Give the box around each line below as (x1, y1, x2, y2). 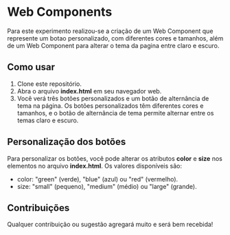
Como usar (7, 61, 56, 73)
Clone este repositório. (16, 80, 82, 88)
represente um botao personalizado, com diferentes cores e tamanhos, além (7, 34, 224, 42)
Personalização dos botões (7, 136, 126, 148)
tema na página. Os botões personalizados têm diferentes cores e (16, 101, 204, 110)
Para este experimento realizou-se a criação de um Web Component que (7, 27, 214, 35)
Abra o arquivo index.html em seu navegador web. (16, 87, 162, 95)
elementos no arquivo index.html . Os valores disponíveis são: (7, 161, 182, 170)
